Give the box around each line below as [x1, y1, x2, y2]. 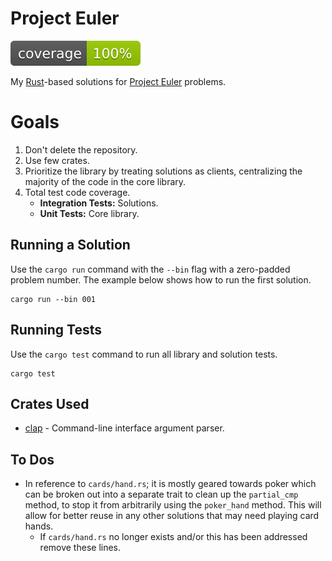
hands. [24, 520, 54, 532]
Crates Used [10, 395, 90, 412]
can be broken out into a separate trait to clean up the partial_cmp [24, 488, 299, 501]
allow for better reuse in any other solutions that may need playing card [24, 510, 320, 522]
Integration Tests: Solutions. [39, 197, 159, 209]
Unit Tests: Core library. [39, 207, 140, 219]
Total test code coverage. [24, 186, 131, 198]
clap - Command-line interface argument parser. [24, 422, 225, 434]
